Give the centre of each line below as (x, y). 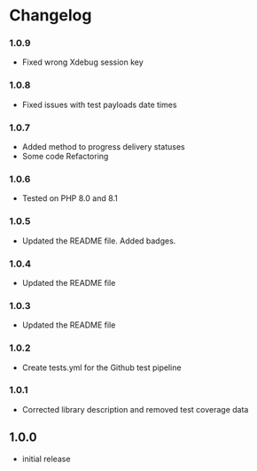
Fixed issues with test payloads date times (99, 104)
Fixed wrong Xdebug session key (82, 62)
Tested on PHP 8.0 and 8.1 (70, 198)
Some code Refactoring (65, 157)
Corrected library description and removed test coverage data (135, 409)
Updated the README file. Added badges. (99, 241)
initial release (46, 459)
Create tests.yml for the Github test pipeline (101, 367)
